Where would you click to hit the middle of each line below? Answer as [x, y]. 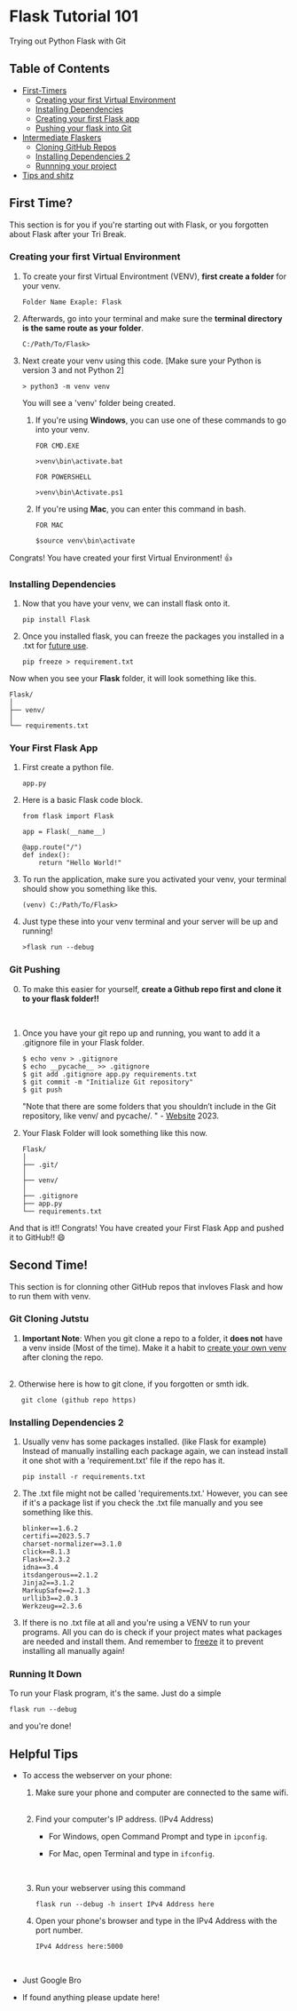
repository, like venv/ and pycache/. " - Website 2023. [121, 1116]
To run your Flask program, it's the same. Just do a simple [115, 1693]
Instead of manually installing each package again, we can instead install [155, 1451]
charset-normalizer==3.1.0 [72, 1544]
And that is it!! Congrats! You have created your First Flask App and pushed [147, 1228]
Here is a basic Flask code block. [82, 800]
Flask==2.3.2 [46, 1560]
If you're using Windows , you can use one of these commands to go [160, 420]
